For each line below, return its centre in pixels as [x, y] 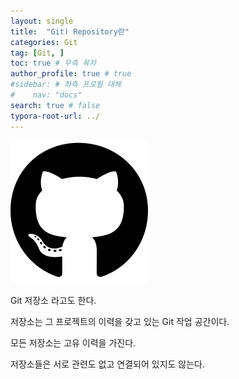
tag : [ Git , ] [37, 53]
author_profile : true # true [71, 74]
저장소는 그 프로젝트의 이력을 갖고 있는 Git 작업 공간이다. [120, 321]
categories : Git [44, 42]
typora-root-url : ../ [55, 116]
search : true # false [55, 105]
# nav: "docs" [46, 95]
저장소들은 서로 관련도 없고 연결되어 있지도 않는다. [108, 364]
